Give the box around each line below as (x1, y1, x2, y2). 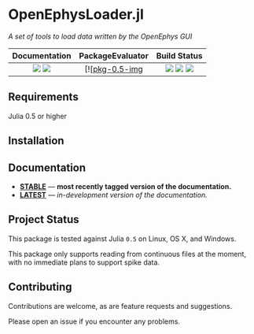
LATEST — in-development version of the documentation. (19, 190, 208, 199)
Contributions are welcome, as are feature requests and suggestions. (8, 301, 233, 310)
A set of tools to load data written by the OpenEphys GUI (8, 32, 193, 41)
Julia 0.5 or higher (8, 111, 67, 121)
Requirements (8, 91, 79, 104)
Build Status (156, 50, 203, 61)
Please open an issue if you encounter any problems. (8, 317, 181, 326)
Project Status (8, 213, 80, 226)
